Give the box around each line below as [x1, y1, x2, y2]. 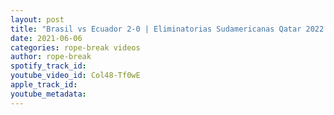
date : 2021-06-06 [10, 33, 83, 43]
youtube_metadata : [10, 89, 87, 99]
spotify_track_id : [10, 61, 87, 71]
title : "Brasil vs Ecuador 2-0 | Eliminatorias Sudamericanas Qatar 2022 [10, 24, 325, 34]
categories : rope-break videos [10, 42, 141, 53]
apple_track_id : [10, 80, 78, 90]
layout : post [10, 14, 65, 25]
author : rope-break [10, 52, 92, 62]
